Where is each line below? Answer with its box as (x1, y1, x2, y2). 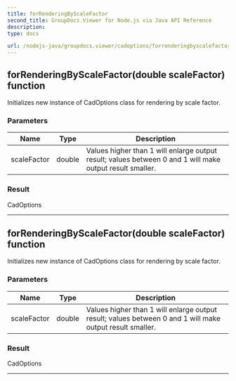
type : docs (7, 30, 39, 37)
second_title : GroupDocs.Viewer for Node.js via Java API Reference (7, 17, 212, 24)
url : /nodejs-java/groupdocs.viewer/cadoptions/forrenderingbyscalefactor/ (7, 43, 234, 50)
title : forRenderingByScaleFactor (7, 10, 109, 18)
